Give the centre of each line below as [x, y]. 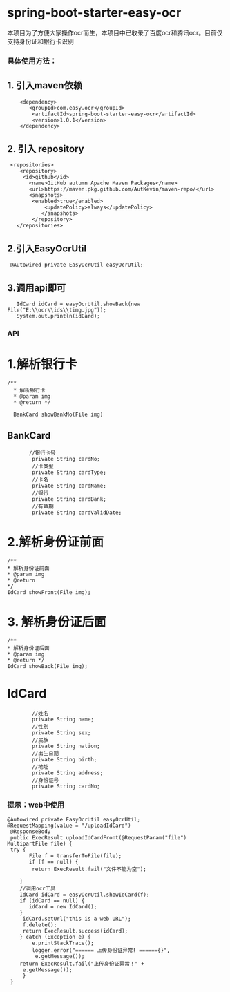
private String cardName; [69, 486]
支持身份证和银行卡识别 [40, 41]
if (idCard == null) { [52, 900]
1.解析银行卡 [42, 364]
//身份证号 [46, 780]
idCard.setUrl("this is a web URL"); [77, 919]
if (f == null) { [54, 861]
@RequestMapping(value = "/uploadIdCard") [69, 826]
